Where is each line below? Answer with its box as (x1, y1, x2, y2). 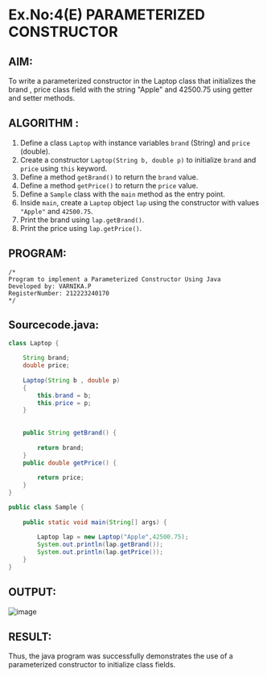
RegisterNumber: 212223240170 (8, 289, 110, 297)
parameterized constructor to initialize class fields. (8, 660, 176, 670)
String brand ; (23, 354, 70, 362)
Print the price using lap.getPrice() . (19, 223, 142, 233)
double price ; (23, 361, 70, 369)
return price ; (37, 473, 84, 482)
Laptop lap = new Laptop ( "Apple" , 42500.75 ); (37, 533, 189, 541)
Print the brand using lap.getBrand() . (19, 215, 145, 225)
